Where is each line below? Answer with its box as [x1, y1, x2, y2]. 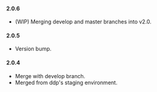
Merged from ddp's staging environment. [14, 79, 118, 86]
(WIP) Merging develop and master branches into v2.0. [14, 18, 152, 25]
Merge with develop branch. [14, 72, 86, 79]
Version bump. [14, 45, 52, 52]
